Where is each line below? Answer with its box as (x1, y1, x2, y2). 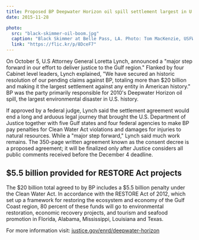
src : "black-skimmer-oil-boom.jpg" (11, 30, 99, 36)
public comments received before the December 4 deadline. (6, 151, 153, 158)
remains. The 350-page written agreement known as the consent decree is (6, 139, 190, 145)
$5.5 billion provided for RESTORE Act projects (6, 168, 182, 178)
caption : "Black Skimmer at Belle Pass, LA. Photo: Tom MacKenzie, (11, 36, 182, 42)
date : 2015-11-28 (6, 14, 49, 20)
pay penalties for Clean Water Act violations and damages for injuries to (6, 126, 182, 133)
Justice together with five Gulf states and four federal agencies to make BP (6, 120, 190, 126)
